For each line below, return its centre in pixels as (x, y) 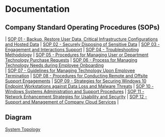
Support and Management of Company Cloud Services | (62, 102)
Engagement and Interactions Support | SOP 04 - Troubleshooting (72, 50)
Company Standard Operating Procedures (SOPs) (82, 27)
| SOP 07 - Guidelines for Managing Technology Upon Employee (70, 70)
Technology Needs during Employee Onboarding (55, 65)
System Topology (23, 129)
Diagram (18, 118)
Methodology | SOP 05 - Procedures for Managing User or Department (77, 55)
